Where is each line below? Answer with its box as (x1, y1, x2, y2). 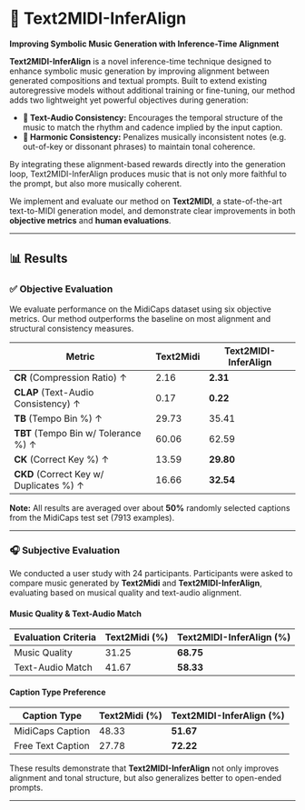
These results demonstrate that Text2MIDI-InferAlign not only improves (9, 763, 280, 774)
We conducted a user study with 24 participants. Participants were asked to (9, 567, 293, 578)
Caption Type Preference (9, 686, 106, 697)
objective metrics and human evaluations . (9, 215, 172, 225)
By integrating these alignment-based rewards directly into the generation (9, 158, 286, 169)
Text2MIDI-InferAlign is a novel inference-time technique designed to (9, 55, 272, 66)
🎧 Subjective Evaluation (9, 544, 121, 556)
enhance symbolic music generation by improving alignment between (9, 65, 270, 76)
